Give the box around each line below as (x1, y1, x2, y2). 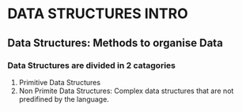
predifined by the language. (18, 94, 110, 103)
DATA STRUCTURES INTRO (7, 5, 189, 23)
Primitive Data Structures (18, 77, 100, 87)
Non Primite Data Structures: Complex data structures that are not (18, 86, 234, 95)
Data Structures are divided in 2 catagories (7, 60, 176, 71)
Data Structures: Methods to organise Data (7, 36, 223, 50)
